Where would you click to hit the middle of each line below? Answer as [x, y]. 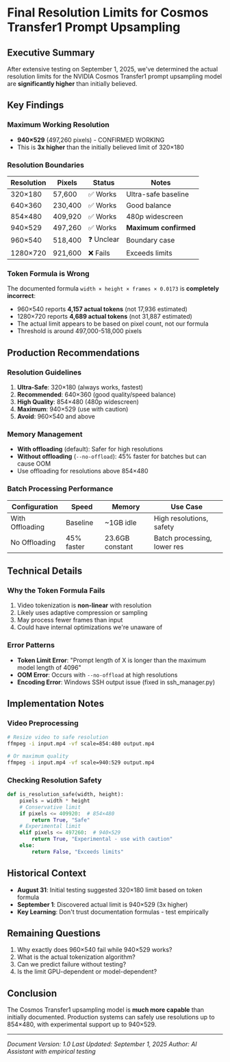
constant [119, 546]
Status [104, 182]
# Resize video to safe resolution [58, 737]
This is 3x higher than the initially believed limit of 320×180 [101, 147]
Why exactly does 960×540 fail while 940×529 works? [94, 950]
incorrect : [22, 296]
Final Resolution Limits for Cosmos [108, 13]
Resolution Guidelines [44, 372]
